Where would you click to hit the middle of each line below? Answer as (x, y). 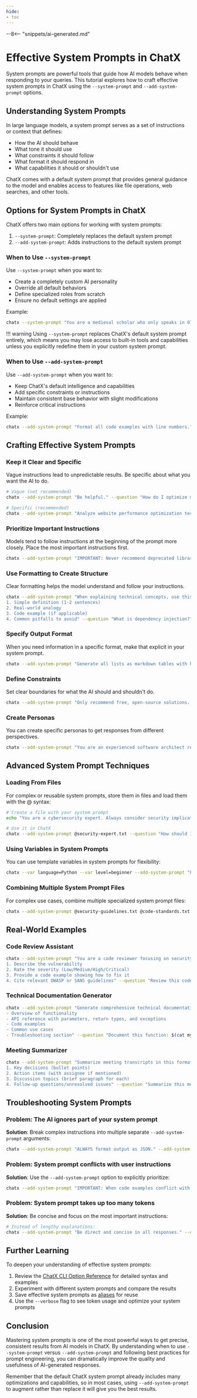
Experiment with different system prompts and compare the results (96, 1289)
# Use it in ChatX (28, 828)
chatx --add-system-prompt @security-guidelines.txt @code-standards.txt (98, 911)
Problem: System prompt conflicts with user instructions (89, 1164)
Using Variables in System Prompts (57, 849)
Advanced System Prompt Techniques (78, 766)
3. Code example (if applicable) (47, 613)
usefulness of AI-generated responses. (53, 1365)
